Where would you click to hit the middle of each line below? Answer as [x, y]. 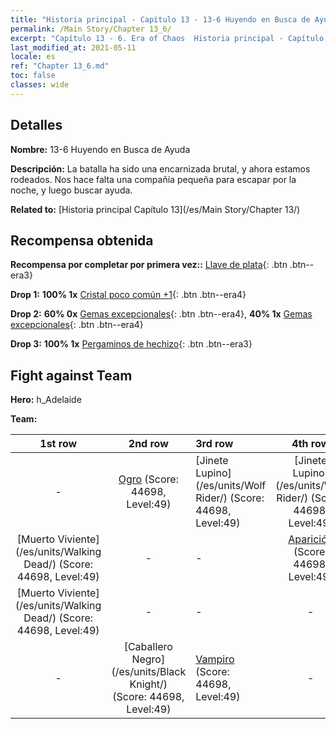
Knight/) [148, 684]
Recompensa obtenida [82, 240]
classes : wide [40, 85]
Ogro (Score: [148, 479]
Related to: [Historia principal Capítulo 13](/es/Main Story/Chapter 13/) [155, 209]
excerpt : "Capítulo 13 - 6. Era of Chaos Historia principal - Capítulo [167, 38]
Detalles [36, 125]
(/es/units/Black [149, 672]
